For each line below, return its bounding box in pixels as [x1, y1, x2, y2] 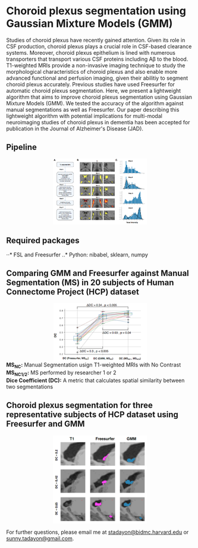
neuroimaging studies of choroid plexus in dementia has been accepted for [6, 118, 190, 126]
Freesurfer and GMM [6, 419, 85, 429]
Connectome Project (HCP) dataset [6, 287, 140, 297]
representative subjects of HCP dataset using [6, 409, 178, 420]
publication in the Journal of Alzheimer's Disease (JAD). [6, 125, 144, 132]
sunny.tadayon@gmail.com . [6, 535, 74, 542]
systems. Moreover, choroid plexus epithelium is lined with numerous [6, 49, 175, 56]
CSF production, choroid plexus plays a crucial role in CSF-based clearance [6, 43, 192, 50]
